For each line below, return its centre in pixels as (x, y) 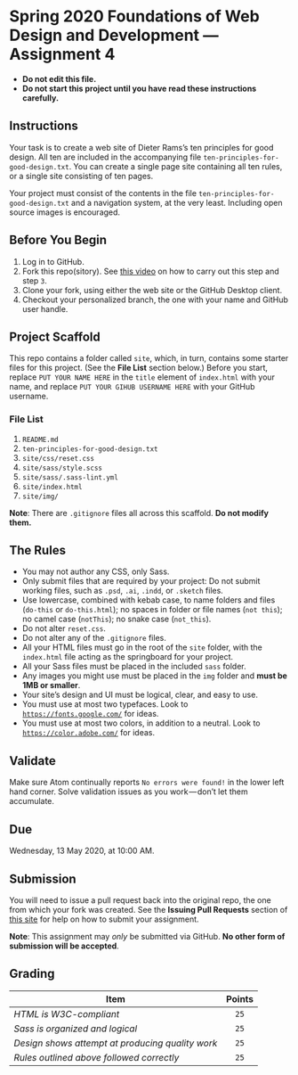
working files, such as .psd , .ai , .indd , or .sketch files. (123, 591)
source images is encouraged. (65, 212)
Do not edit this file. (59, 78)
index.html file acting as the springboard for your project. (128, 657)
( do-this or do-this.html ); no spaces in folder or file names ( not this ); (152, 610)
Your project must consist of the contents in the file (103, 193)
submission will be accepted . (64, 946)
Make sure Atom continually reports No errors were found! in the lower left (147, 783)
